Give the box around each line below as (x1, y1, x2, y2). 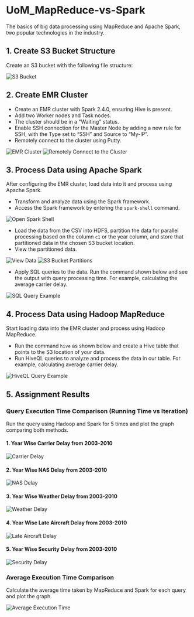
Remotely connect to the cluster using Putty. (14, 137, 122, 144)
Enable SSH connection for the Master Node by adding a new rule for (14, 124, 182, 131)
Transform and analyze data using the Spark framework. (14, 198, 151, 205)
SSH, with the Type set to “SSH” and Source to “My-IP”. (14, 130, 149, 138)
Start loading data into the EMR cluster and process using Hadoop (6, 325, 165, 332)
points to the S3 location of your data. (14, 349, 106, 356)
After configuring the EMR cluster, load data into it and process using (6, 180, 172, 188)
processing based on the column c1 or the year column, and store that (14, 233, 184, 240)
